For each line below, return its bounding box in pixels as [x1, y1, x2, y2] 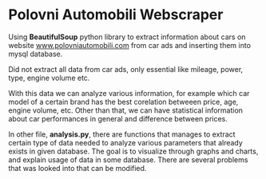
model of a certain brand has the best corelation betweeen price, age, [8, 97, 239, 106]
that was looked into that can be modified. [8, 163, 147, 173]
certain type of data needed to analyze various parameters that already [8, 137, 244, 147]
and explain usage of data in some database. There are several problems [8, 154, 248, 165]
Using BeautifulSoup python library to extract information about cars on [8, 32, 246, 42]
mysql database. [8, 49, 63, 58]
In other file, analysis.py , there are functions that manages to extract [8, 129, 236, 139]
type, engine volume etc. [8, 73, 90, 82]
